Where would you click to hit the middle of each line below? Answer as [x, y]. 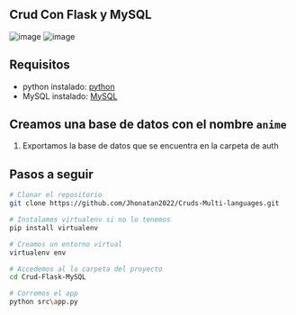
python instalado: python [68, 86]
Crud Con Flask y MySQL [81, 15]
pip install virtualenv [54, 228]
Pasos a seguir [51, 174]
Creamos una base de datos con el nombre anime [148, 125]
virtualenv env [38, 252]
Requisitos [40, 65]
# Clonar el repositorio [56, 195]
